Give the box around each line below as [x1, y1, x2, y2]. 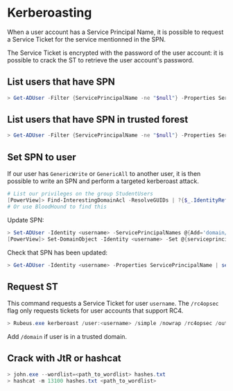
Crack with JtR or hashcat [7, 352, 121, 365]
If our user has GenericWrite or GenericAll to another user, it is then [7, 170, 201, 178]
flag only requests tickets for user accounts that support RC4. [7, 306, 184, 315]
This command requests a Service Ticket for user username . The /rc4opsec [7, 299, 219, 308]
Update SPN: [7, 216, 44, 224]
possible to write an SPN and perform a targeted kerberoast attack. [7, 177, 199, 185]
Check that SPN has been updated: [7, 248, 107, 257]
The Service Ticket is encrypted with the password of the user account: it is [7, 49, 224, 57]
